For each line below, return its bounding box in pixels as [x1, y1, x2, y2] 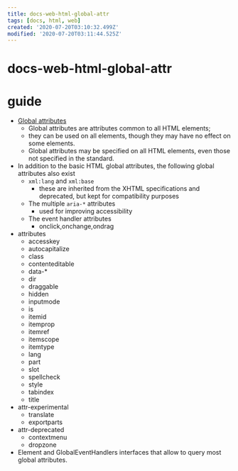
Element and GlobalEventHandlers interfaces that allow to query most [17, 448, 222, 457]
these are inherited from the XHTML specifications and [38, 184, 200, 193]
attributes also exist [17, 170, 76, 178]
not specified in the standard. [28, 154, 115, 163]
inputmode [28, 297, 60, 306]
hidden [28, 290, 49, 299]
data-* [28, 267, 48, 276]
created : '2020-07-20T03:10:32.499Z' [7, 23, 119, 31]
